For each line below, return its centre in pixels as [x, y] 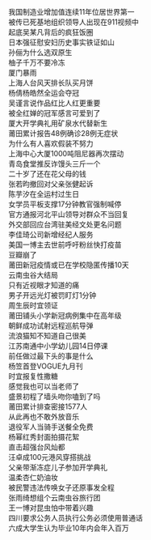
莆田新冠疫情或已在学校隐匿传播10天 [69, 265]
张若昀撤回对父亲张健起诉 [51, 184]
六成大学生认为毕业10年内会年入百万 [69, 528]
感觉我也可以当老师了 [44, 386]
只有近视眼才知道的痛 [44, 285]
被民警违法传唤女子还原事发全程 [61, 487]
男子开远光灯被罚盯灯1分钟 [52, 295]
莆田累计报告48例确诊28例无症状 [63, 133]
